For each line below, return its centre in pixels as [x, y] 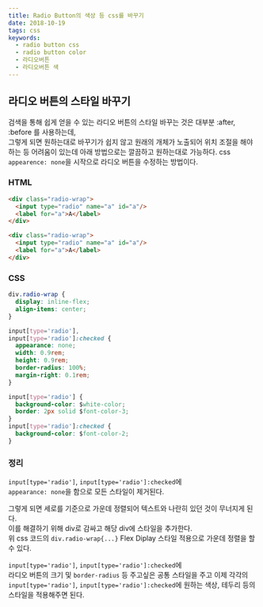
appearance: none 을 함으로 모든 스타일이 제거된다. [86, 492]
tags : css [25, 30]
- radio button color [51, 52]
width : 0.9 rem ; [40, 353]
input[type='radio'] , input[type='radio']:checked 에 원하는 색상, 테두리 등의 [132, 585]
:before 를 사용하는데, [42, 132]
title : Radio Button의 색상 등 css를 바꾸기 [76, 15]
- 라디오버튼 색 [37, 67]
